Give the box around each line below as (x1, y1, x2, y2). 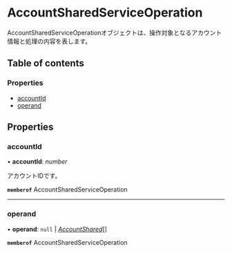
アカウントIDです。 (7, 172, 61, 180)
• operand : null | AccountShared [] (7, 225, 107, 233)
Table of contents (7, 57, 84, 70)
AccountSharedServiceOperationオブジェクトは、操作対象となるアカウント (7, 28, 222, 37)
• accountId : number (7, 157, 68, 166)
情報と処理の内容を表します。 (7, 37, 92, 45)
